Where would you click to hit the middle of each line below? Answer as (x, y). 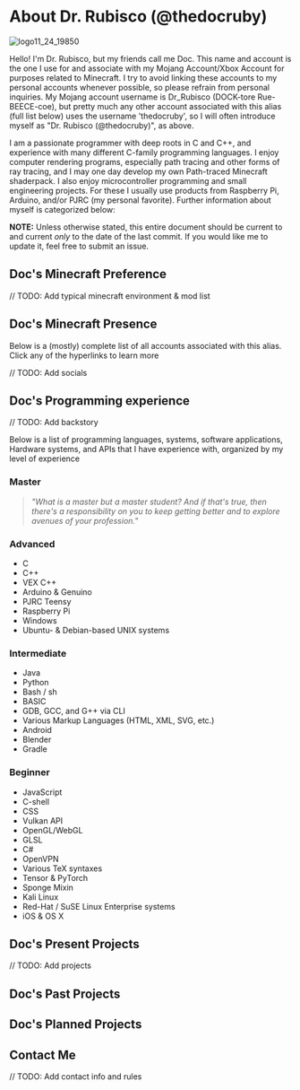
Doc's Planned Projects (76, 1025)
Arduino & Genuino (57, 592)
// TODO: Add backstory (54, 423)
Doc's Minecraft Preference (88, 274)
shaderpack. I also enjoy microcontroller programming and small (128, 180)
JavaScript (42, 792)
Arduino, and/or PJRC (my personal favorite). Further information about (140, 200)
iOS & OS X (43, 916)
